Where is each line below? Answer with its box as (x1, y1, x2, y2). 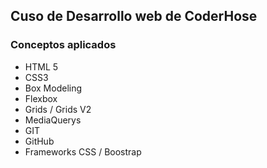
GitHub (24, 135, 55, 147)
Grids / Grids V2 (24, 103, 92, 115)
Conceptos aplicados (10, 38, 117, 52)
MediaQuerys (24, 114, 82, 126)
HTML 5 (24, 60, 59, 73)
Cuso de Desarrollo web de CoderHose (10, 8, 258, 25)
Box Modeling (24, 82, 83, 94)
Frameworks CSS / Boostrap (24, 145, 142, 158)
